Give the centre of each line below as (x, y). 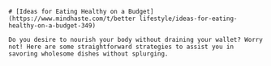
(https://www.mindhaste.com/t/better (72, 19)
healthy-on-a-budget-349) (52, 26)
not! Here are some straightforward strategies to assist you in (121, 47)
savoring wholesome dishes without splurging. (88, 54)
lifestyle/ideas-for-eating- (188, 19)
